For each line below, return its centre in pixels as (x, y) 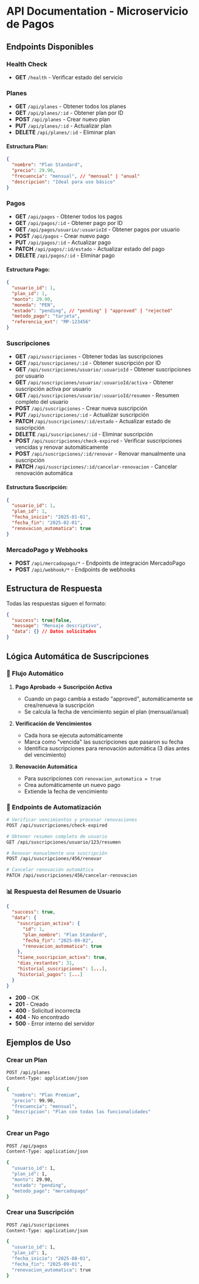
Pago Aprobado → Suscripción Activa (64, 687)
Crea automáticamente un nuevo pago (72, 784)
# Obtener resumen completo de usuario (57, 836)
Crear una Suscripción (40, 1212)
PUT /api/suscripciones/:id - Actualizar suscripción (82, 415)
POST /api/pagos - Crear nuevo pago (62, 235)
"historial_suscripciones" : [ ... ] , (62, 969)
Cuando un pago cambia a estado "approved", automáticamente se (109, 698)
